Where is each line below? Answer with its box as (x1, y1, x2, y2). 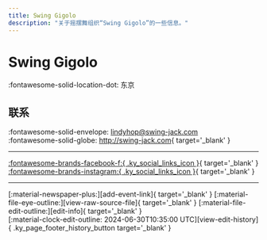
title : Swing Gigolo (8, 11, 77, 20)
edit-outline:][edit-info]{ (8, 207, 87, 216)
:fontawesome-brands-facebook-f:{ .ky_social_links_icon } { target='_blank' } (8, 158, 259, 168)
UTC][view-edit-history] (180, 215, 259, 224)
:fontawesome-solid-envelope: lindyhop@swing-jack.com (8, 128, 199, 137)
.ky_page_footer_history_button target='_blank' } (13, 223, 172, 233)
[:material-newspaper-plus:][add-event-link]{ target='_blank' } (8, 189, 213, 199)
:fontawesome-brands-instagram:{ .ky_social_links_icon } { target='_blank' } (8, 167, 255, 177)
